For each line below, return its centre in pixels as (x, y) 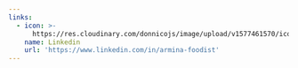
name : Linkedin (52, 42)
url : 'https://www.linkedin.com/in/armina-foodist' (122, 50)
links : (20, 17)
